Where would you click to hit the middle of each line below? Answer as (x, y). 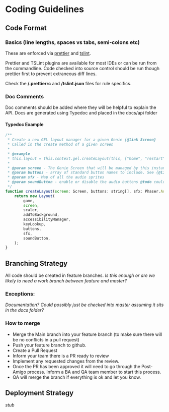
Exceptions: (20, 293)
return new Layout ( (35, 196)
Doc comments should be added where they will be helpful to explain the (81, 107)
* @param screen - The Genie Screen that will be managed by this (78, 168)
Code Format (26, 28)
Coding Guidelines (45, 9)
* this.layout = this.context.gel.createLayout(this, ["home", (75, 158)
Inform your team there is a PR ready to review (61, 356)
